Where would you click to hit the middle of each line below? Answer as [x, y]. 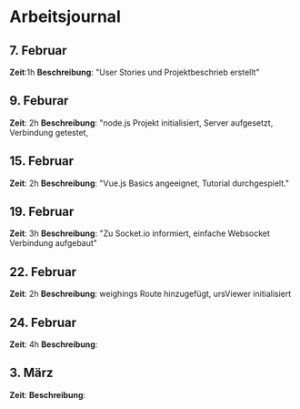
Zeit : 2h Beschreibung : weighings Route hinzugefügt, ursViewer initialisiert [150, 294]
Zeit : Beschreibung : [48, 394]
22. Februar [43, 272]
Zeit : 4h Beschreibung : [54, 344]
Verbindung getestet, [49, 132]
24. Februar [43, 322]
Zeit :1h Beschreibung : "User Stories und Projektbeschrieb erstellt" [135, 72]
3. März [31, 373]
